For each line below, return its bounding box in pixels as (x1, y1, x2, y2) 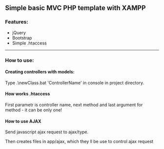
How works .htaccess (5, 91, 50, 97)
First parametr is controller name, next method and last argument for (5, 102, 143, 108)
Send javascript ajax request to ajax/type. (5, 129, 89, 135)
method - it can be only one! (5, 107, 62, 113)
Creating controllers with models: (5, 69, 75, 75)
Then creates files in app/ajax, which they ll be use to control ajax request (5, 139, 154, 145)
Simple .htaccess (12, 40, 47, 46)
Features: (5, 19, 28, 25)
